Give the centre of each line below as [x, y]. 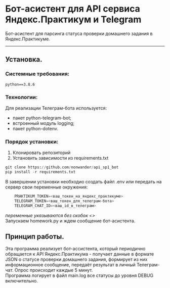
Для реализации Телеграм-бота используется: [56, 108]
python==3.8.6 [20, 84]
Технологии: [22, 97]
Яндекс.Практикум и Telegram [73, 19]
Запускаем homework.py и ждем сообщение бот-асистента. [70, 221]
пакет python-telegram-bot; [42, 118]
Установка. [24, 59]
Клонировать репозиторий [41, 153]
